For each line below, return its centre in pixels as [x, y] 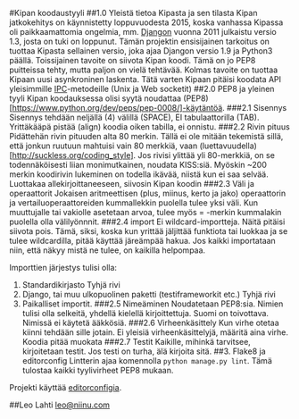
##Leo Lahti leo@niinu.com [59, 405]
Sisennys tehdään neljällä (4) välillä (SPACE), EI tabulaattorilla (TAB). [134, 117]
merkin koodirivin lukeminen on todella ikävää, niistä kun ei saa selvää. [139, 174]
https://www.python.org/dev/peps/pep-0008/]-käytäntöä [117, 108]
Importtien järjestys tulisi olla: [63, 268]
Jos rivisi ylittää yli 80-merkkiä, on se [206, 155]
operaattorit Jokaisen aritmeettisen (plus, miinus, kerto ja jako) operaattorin [148, 193]
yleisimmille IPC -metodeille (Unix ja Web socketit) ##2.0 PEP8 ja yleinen [142, 89]
